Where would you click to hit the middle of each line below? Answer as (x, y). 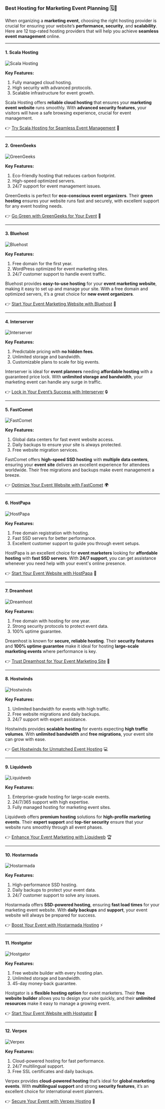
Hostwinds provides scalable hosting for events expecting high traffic (77, 729)
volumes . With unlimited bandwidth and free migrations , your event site (79, 734)
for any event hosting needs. (34, 206)
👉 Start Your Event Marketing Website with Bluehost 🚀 (61, 304)
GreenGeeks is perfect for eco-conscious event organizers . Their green (79, 195)
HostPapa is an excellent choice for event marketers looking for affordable (82, 553)
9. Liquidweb (18, 767)
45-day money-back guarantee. (44, 983)
